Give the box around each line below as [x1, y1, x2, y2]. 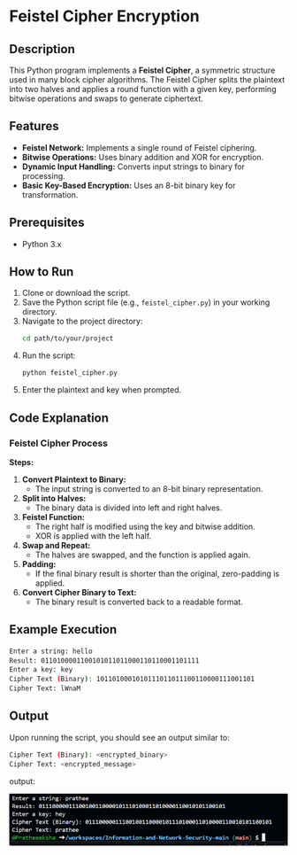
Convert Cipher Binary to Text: [21, 587, 137, 597]
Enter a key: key [9, 665, 73, 674]
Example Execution [9, 622, 118, 637]
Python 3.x [21, 238, 62, 249]
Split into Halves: [21, 493, 87, 503]
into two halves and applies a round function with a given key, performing [9, 84, 277, 94]
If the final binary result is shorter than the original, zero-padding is [34, 568, 280, 579]
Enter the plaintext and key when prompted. [21, 385, 182, 395]
